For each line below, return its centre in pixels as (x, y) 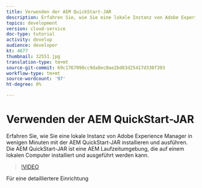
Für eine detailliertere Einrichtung (47, 178)
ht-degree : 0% (24, 85)
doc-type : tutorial (31, 34)
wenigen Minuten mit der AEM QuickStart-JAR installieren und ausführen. (97, 142)
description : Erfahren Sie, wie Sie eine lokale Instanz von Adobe (93, 17)
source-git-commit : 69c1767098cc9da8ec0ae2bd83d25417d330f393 (86, 68)
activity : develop (29, 40)
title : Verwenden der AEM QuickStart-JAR (59, 12)
